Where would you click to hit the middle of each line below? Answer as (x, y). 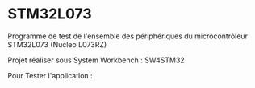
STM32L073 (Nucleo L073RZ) (57, 44)
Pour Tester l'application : (50, 75)
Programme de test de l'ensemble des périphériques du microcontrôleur (127, 36)
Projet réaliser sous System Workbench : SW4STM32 (96, 60)
